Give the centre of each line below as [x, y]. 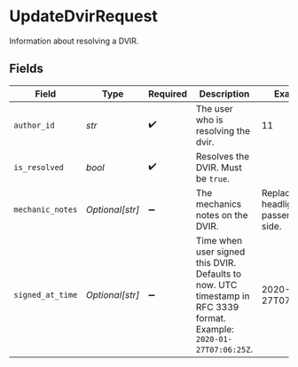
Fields [27, 69]
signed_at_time [46, 295]
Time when [219, 240]
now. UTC [216, 285]
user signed [220, 252]
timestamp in [223, 296]
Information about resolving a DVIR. [74, 41]
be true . [213, 178]
